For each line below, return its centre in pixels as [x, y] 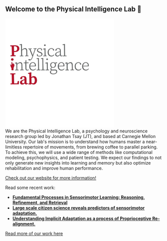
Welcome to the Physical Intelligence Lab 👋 [74, 9]
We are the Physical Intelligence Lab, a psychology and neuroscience [77, 131]
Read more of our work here [34, 233]
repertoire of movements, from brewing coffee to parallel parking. [90, 147]
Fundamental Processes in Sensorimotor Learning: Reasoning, [79, 197]
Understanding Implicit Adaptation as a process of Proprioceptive [82, 218]
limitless [14, 147]
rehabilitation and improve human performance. [54, 168]
